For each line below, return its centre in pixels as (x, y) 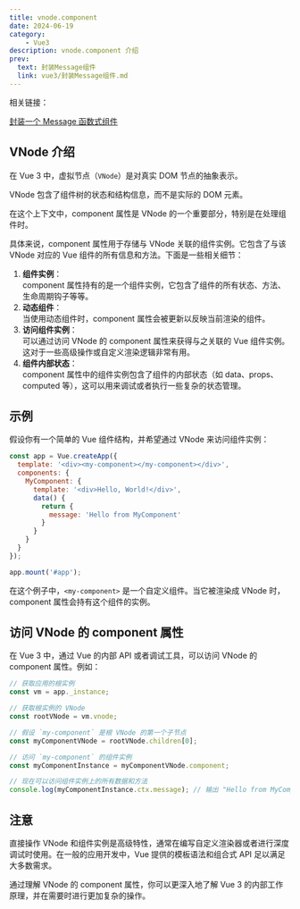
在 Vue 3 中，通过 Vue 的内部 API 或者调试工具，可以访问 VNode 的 (133, 656)
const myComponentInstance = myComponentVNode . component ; (119, 765)
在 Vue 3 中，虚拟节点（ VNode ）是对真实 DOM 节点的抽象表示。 (126, 175)
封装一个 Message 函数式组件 (64, 121)
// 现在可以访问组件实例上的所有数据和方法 (79, 782)
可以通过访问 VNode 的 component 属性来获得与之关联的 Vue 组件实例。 (156, 341)
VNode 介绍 (42, 152)
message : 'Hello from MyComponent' (115, 515)
